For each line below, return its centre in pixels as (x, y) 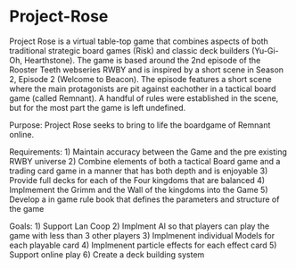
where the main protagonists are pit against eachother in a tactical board (143, 88)
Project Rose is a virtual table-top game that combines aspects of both (139, 41)
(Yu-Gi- (265, 50)
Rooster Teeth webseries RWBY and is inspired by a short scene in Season (146, 70)
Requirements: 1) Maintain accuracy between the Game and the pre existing (148, 151)
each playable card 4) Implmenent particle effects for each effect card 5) (143, 245)
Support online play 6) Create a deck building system (107, 254)
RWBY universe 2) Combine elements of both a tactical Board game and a (145, 161)
